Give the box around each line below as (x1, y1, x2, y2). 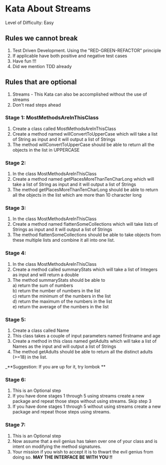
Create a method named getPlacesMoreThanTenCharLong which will (12, 176, 154, 182)
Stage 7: (5, 421, 26, 428)
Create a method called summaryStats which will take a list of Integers (12, 266, 157, 272)
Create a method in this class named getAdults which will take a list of (12, 338, 157, 344)
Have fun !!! (12, 58, 36, 64)
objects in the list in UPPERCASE (12, 147, 80, 153)
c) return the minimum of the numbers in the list (12, 293, 111, 299)
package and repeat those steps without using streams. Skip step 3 (12, 398, 151, 404)
